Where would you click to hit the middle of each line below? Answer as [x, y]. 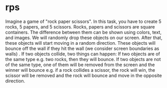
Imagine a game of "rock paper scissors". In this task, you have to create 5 [83, 21]
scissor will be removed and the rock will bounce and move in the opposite [83, 75]
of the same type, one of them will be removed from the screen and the [80, 65]
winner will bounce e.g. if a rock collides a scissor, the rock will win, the [80, 70]
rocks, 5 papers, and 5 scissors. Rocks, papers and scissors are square [80, 26]
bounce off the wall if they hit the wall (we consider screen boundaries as [82, 48]
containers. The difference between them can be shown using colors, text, [83, 32]
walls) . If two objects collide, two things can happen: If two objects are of [83, 54]
